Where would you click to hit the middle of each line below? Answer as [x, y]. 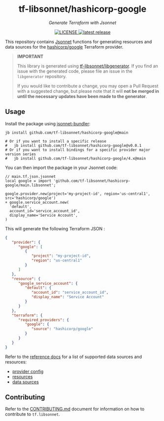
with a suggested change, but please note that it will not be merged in [88, 91]
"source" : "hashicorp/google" [62, 329]
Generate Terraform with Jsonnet [82, 23]
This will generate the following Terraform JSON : [55, 228]
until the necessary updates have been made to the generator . [82, 96]
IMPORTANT [30, 56]
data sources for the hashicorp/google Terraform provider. [64, 47]
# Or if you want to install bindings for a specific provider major [78, 150]
